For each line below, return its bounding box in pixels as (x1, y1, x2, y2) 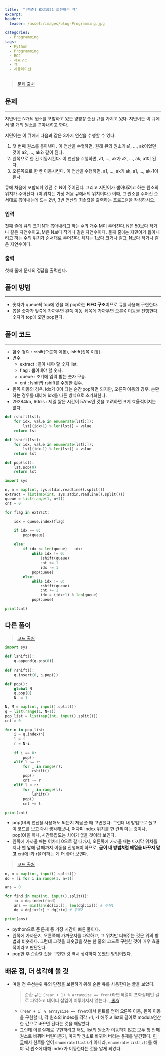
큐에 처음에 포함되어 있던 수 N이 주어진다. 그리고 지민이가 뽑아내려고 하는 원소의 (5, 184, 159, 190)
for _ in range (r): (23, 764, 63, 769)
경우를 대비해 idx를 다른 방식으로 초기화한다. (21, 392, 107, 398)
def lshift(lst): (5, 437, 41, 442)
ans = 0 (5, 884, 21, 890)
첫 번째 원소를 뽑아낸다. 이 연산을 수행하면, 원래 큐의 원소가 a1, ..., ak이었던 (12, 143, 157, 149)
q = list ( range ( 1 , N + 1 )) (5, 709, 56, 714)
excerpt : (5, 12, 23, 17)
